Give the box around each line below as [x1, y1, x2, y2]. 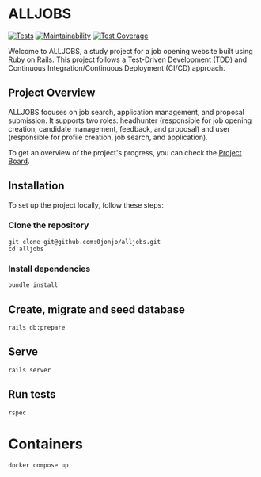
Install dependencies [8, 263, 91, 274]
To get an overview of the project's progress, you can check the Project [8, 147, 243, 157]
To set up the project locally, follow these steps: [8, 200, 165, 210]
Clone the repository [8, 219, 89, 231]
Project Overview [8, 86, 96, 100]
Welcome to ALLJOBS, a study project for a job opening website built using [8, 46, 253, 55]
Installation [8, 179, 65, 193]
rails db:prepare [8, 323, 66, 331]
